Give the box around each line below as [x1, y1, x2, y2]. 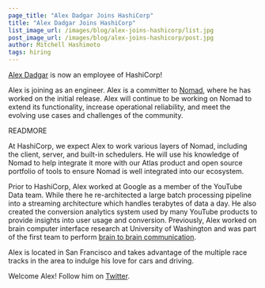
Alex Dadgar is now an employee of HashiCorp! [8, 70, 163, 79]
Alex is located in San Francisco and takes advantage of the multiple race [8, 248, 248, 257]
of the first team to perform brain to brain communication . [8, 233, 196, 241]
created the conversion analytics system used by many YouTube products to [8, 207, 258, 216]
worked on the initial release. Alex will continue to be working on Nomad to [8, 94, 252, 103]
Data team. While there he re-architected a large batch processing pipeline [8, 191, 252, 199]
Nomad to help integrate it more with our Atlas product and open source [8, 158, 243, 167]
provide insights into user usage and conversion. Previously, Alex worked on [8, 215, 257, 225]
